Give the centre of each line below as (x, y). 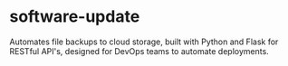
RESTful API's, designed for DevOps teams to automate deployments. (139, 51)
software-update (75, 17)
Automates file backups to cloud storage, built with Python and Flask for (144, 42)
